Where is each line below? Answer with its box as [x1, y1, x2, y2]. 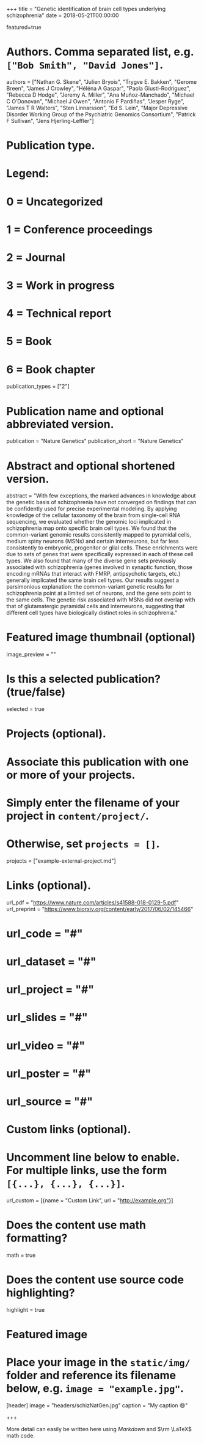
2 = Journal [6, 250, 65, 264]
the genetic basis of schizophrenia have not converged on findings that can [6, 499, 197, 506]
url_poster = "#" [6, 1066, 92, 1081]
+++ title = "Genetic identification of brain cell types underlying [6, 6, 166, 12]
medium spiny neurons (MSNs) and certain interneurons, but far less [6, 538, 179, 545]
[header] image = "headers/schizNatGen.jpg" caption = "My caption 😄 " [6, 1402, 188, 1409]
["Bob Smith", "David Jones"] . [6, 58, 164, 72]
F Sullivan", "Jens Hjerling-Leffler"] [6, 117, 94, 124]
